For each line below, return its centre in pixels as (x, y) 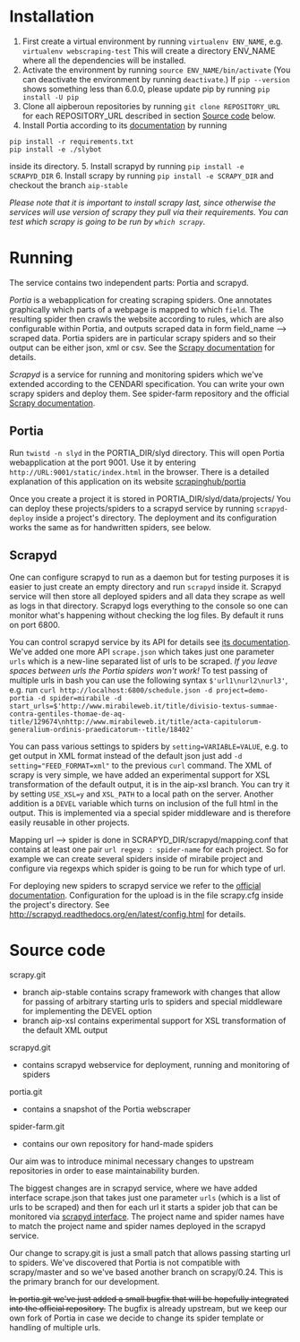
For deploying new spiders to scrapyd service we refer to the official (135, 885)
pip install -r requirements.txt (72, 142)
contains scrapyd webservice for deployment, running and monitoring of (156, 1065)
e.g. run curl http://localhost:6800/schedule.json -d (111, 689)
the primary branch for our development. (85, 1282)
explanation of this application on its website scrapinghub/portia (128, 481)
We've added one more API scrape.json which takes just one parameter (142, 651)
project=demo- (242, 690)
